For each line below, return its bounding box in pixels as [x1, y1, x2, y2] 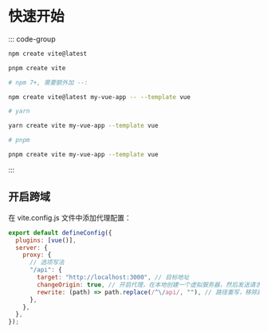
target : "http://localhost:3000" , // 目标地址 [37, 273, 190, 281]
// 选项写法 [29, 259, 65, 267]
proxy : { [22, 251, 52, 260]
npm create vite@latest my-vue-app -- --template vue [8, 93, 191, 101]
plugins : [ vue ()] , [15, 236, 77, 244]
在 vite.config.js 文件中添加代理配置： [8, 212, 132, 222]
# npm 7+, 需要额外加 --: [8, 78, 89, 86]
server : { [15, 244, 48, 252]
